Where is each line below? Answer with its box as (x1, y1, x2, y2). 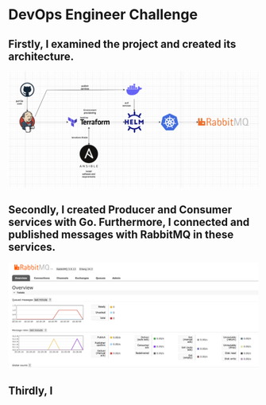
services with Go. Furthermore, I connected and (8, 216, 250, 229)
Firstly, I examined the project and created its (8, 37, 237, 51)
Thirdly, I (8, 384, 53, 398)
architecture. (8, 49, 75, 63)
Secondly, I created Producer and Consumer (8, 203, 233, 216)
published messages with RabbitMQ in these (8, 228, 234, 242)
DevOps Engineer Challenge (8, 6, 199, 24)
